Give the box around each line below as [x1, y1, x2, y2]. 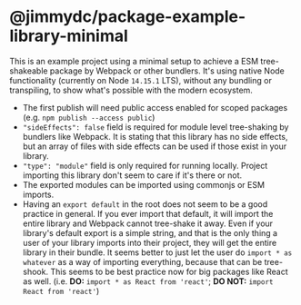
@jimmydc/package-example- [9, 6, 246, 27]
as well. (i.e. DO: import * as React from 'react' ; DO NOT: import [22, 275, 274, 287]
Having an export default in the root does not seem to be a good [22, 198, 268, 210]
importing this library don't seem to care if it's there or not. [22, 170, 243, 181]
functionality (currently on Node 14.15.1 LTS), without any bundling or [9, 74, 273, 85]
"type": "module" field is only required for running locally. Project [22, 160, 268, 171]
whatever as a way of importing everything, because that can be [22, 256, 263, 267]
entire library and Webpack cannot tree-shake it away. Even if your [22, 218, 274, 229]
